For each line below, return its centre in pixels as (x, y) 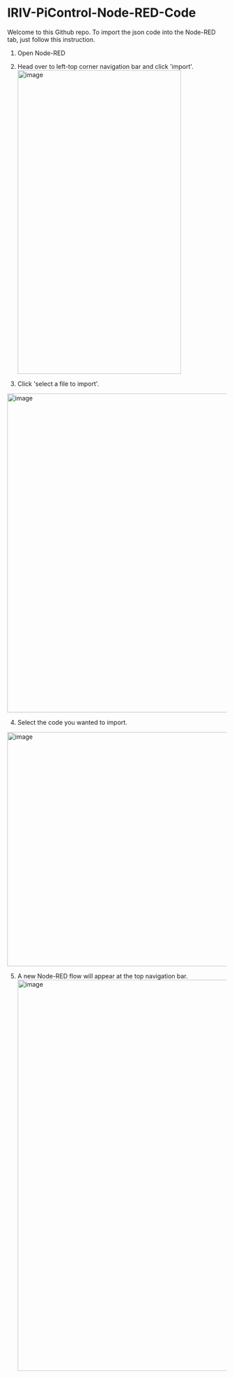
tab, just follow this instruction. (51, 39)
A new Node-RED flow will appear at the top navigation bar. (102, 976)
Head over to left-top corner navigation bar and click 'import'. (105, 66)
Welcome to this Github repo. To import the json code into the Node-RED (111, 32)
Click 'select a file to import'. (58, 384)
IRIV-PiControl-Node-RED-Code (102, 13)
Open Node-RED (41, 53)
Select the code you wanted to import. (72, 722)
